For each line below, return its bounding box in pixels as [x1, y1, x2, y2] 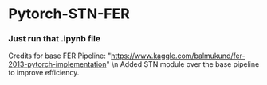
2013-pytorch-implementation [8, 60, 107, 69]
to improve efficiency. [8, 68, 80, 78]
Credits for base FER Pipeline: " [8, 51, 112, 60]
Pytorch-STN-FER [8, 5, 130, 23]
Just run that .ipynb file [8, 33, 101, 44]
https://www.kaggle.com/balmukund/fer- [111, 51, 245, 60]
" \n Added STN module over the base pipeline [106, 60, 260, 69]
